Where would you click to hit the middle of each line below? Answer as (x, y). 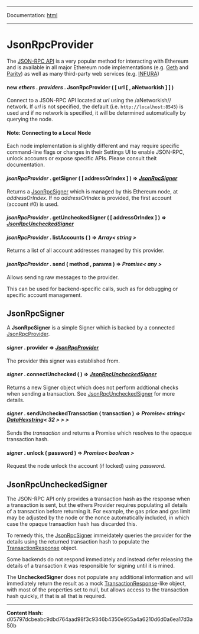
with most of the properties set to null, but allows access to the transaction (97, 590)
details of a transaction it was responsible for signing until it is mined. (91, 565)
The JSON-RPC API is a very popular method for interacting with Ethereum (97, 61)
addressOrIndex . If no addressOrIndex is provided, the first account (89, 198)
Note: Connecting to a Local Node (49, 132)
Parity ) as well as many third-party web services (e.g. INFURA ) (83, 73)
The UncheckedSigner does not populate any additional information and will (100, 577)
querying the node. (30, 119)
